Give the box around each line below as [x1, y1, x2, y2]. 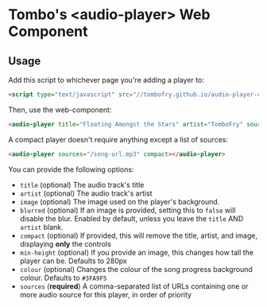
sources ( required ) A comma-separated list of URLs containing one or [19, 281, 249, 291]
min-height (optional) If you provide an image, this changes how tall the [19, 247, 254, 257]
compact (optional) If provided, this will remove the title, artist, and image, [19, 231, 258, 240]
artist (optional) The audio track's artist [19, 188, 153, 198]
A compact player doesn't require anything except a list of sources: [8, 134, 229, 144]
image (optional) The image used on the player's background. [19, 196, 220, 206]
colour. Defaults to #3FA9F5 [19, 273, 107, 282]
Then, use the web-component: [8, 105, 112, 115]
